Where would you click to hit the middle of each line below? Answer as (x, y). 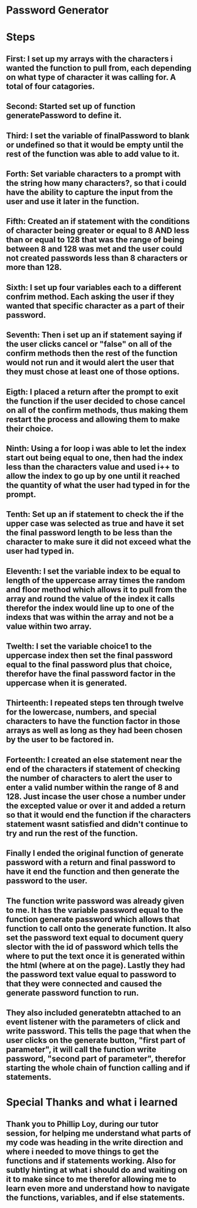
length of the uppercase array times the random (96, 580)
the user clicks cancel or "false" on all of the (89, 344)
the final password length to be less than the (89, 533)
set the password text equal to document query (95, 938)
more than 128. (34, 267)
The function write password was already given (95, 901)
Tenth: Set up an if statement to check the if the (95, 514)
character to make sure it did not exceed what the (98, 542)
